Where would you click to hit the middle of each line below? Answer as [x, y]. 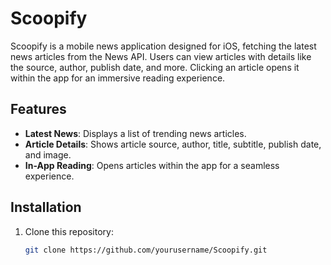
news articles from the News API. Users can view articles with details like [161, 56]
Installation [46, 207]
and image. [48, 154]
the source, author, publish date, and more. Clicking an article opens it [155, 67]
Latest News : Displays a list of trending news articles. [135, 133]
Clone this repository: [69, 231]
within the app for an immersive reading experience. [118, 78]
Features [38, 109]
